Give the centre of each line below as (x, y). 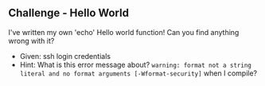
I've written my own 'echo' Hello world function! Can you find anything (124, 32)
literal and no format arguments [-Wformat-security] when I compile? (138, 73)
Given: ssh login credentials (65, 56)
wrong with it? (31, 41)
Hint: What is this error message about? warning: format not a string (136, 64)
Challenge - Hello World (69, 13)
